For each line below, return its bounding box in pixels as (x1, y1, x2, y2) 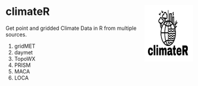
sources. (5, 30, 27, 38)
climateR (5, 5, 50, 19)
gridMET (14, 42, 36, 50)
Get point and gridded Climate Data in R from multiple (5, 24, 137, 32)
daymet (14, 48, 33, 56)
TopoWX (14, 55, 36, 62)
